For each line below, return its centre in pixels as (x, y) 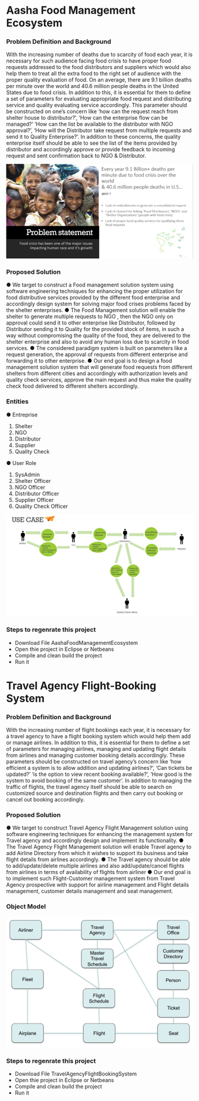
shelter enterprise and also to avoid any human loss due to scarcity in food (97, 342)
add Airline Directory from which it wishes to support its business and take (97, 853)
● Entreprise (22, 414)
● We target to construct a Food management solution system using (90, 285)
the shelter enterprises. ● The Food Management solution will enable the (96, 310)
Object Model (26, 907)
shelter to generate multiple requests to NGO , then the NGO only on (90, 317)
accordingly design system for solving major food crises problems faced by (99, 304)
